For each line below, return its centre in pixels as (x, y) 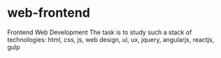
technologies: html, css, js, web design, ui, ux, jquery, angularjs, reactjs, (111, 39)
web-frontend (49, 13)
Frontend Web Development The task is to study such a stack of (100, 32)
